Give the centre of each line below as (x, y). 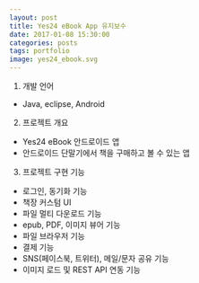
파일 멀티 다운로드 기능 (62, 213)
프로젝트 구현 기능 (53, 172)
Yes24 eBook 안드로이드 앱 (71, 141)
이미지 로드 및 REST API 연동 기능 (81, 270)
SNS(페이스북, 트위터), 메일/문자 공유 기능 (95, 258)
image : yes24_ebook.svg (54, 59)
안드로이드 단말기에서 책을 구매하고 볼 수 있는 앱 (106, 153)
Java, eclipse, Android (64, 104)
